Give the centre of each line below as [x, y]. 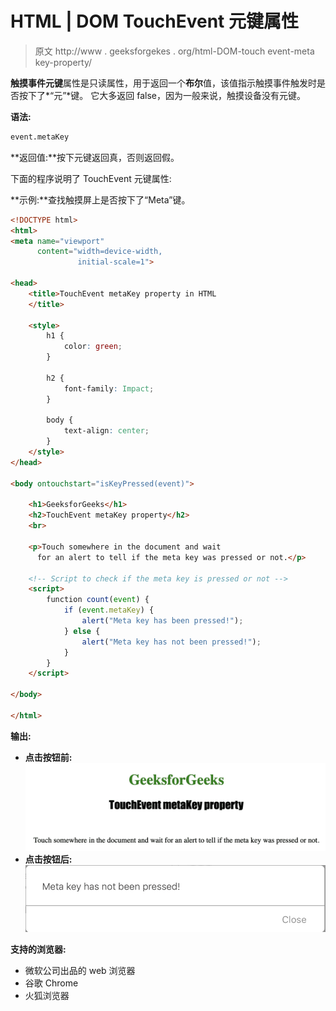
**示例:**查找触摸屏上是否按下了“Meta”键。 [100, 199]
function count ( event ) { [98, 600]
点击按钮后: [48, 859]
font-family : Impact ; [109, 388]
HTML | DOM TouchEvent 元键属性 [155, 21]
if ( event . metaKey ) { [109, 610]
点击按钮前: [48, 757]
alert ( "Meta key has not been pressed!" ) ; [171, 642]
